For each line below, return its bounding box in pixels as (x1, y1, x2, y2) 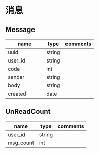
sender (8, 74, 25, 80)
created (8, 90, 26, 97)
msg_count (8, 139, 35, 146)
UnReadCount (5, 107, 51, 116)
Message (5, 25, 36, 34)
